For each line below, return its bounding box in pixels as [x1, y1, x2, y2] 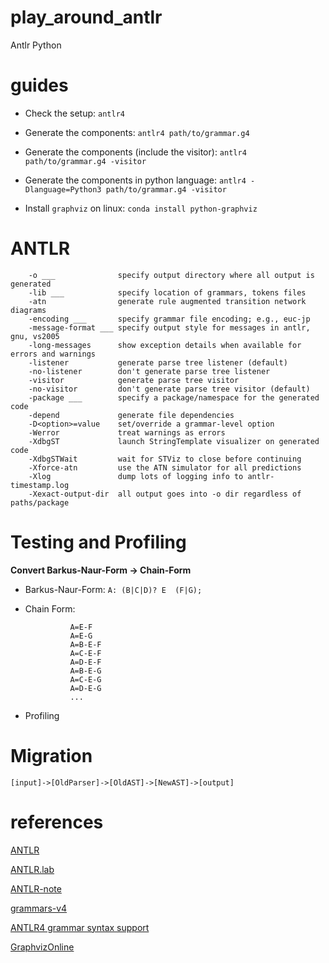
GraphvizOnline [10, 941, 75, 953]
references [10, 811, 104, 833]
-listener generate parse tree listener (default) [28, 357, 288, 368]
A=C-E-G [69, 674, 102, 685]
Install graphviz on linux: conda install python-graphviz [24, 202, 258, 214]
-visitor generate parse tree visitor [28, 375, 240, 385]
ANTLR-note [10, 882, 62, 895]
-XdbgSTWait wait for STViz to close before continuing [28, 454, 302, 464]
